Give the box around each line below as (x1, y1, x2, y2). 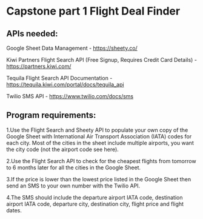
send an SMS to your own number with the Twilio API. (6, 182, 141, 189)
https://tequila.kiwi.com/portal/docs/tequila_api (6, 81, 124, 88)
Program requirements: (6, 110, 96, 121)
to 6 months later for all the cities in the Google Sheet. (6, 164, 141, 171)
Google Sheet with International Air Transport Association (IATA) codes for (6, 132, 192, 140)
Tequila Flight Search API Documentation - (6, 75, 113, 81)
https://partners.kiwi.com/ (6, 62, 72, 70)
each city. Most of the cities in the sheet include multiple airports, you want (6, 139, 194, 146)
